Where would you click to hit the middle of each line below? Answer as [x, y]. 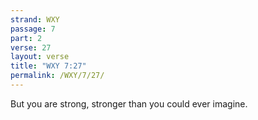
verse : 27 [31, 47]
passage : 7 [33, 29]
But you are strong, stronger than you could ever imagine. [129, 103]
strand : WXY [35, 19]
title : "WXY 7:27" [48, 66]
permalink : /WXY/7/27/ [57, 76]
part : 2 [26, 38]
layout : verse [40, 57]
